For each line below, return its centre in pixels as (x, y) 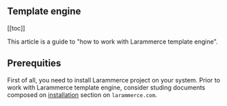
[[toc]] (16, 28)
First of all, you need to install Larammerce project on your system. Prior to (113, 80)
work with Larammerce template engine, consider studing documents (106, 87)
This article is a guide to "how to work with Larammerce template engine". (112, 42)
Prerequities (34, 63)
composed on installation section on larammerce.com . (82, 95)
